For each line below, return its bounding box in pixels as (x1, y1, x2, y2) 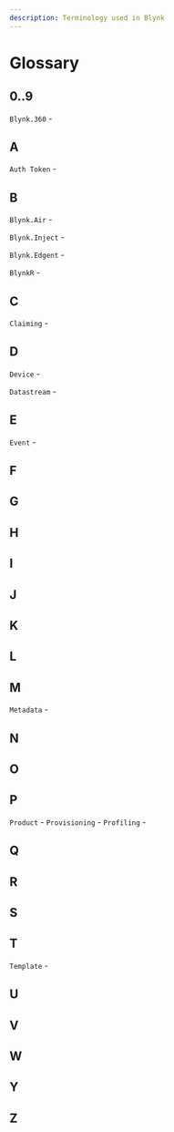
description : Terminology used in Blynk (9, 13, 166, 23)
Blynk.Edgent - (9, 250, 66, 261)
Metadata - (9, 704, 48, 715)
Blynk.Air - (9, 214, 53, 225)
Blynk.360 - (9, 113, 53, 124)
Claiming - (9, 318, 48, 329)
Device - (9, 368, 41, 379)
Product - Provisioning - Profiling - (9, 817, 147, 828)
